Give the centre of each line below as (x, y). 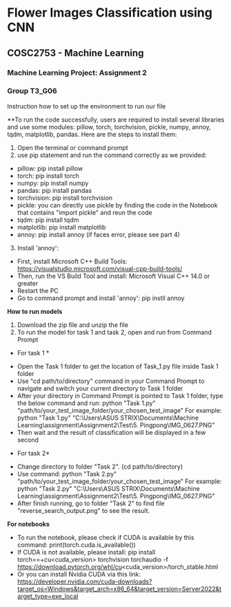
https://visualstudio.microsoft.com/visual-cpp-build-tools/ (100, 268)
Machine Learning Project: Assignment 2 (77, 73)
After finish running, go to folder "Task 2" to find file (91, 503)
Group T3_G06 (32, 91)
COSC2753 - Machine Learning (76, 53)
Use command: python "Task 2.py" (67, 474)
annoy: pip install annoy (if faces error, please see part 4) (99, 234)
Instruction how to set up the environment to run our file (87, 106)
